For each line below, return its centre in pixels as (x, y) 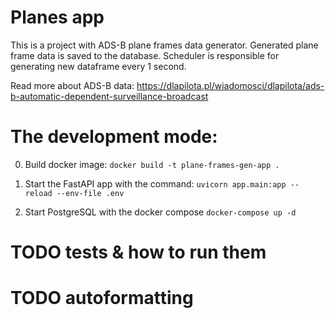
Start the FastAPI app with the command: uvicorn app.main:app (155, 183)
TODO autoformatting (102, 298)
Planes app (57, 17)
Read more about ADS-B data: (72, 85)
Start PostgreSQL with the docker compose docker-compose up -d (160, 212)
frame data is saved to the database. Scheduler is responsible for (145, 55)
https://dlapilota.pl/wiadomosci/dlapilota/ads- (230, 85)
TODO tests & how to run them (138, 252)
